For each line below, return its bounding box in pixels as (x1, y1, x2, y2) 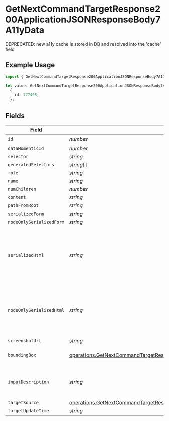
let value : (5, 83, 28, 88)
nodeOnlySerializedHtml (8, 307, 65, 313)
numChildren (8, 186, 37, 192)
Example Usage (5, 61, 55, 69)
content (8, 194, 26, 200)
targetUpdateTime (8, 408, 49, 413)
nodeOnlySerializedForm (8, 219, 65, 225)
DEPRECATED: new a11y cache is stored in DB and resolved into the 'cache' (5, 41, 161, 47)
